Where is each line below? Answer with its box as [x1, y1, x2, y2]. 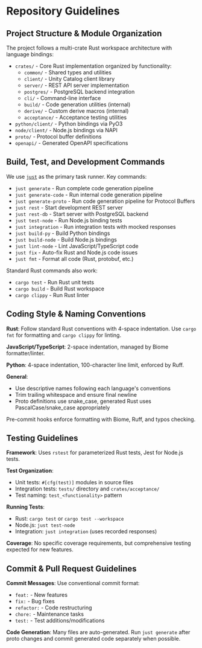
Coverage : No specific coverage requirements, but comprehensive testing [6, 539, 191, 547]
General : [6, 373, 28, 380]
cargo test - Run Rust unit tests [14, 278, 95, 286]
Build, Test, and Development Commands [6, 157, 165, 167]
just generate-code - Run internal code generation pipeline [14, 191, 163, 198]
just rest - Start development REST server [14, 204, 124, 211]
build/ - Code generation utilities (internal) [24, 101, 131, 108]
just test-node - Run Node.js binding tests [14, 216, 122, 224]
